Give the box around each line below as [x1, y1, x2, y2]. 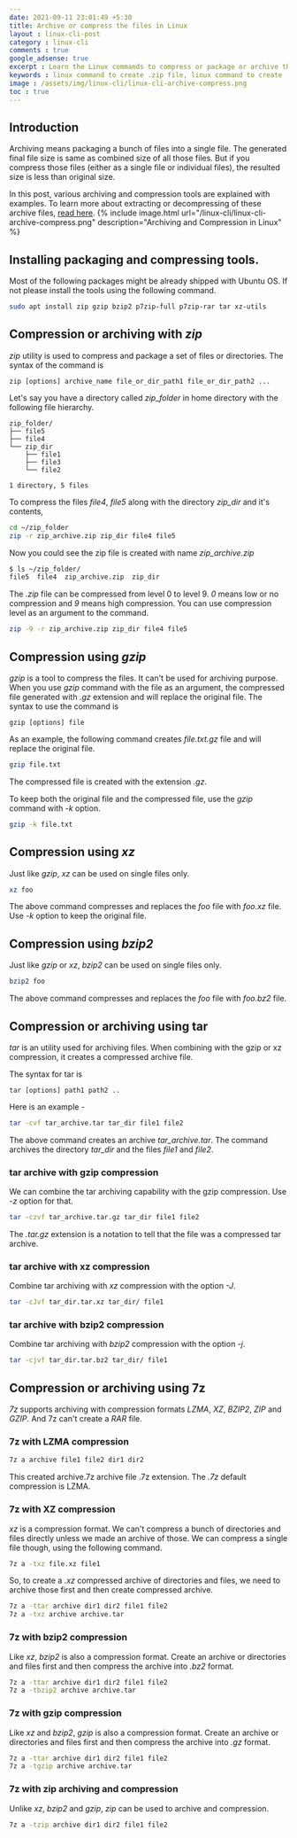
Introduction [9, 120, 80, 135]
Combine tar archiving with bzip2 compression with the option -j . [9, 1339, 246, 1350]
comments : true [9, 46, 69, 55]
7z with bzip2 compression [9, 1632, 128, 1644]
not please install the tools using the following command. [9, 285, 217, 296]
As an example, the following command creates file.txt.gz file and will [9, 734, 262, 744]
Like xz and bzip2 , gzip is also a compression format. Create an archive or [9, 1727, 279, 1738]
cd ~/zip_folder [9, 523, 69, 532]
